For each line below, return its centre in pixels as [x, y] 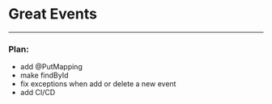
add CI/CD [38, 93]
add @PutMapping [51, 67]
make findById [44, 75]
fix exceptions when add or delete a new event [98, 84]
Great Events [53, 14]
